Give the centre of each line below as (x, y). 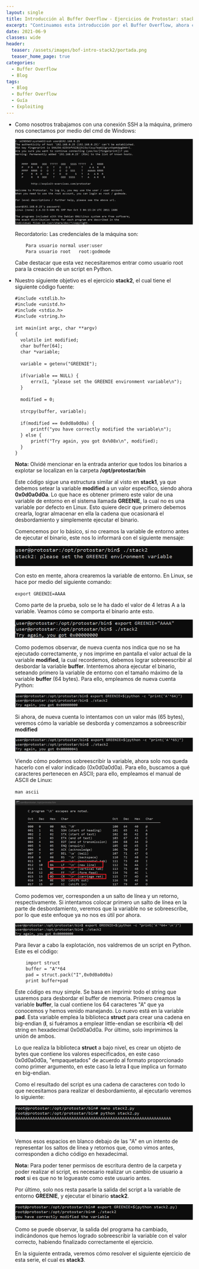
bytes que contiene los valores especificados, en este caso (87, 1054)
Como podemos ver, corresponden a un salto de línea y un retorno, (97, 896)
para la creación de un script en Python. (64, 269)
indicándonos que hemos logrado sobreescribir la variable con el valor (101, 1236)
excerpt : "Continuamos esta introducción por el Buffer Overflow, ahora (98, 25)
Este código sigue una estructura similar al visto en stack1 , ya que (95, 482)
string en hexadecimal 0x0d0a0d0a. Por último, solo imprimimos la (96, 1029)
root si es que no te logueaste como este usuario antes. (83, 1178)
